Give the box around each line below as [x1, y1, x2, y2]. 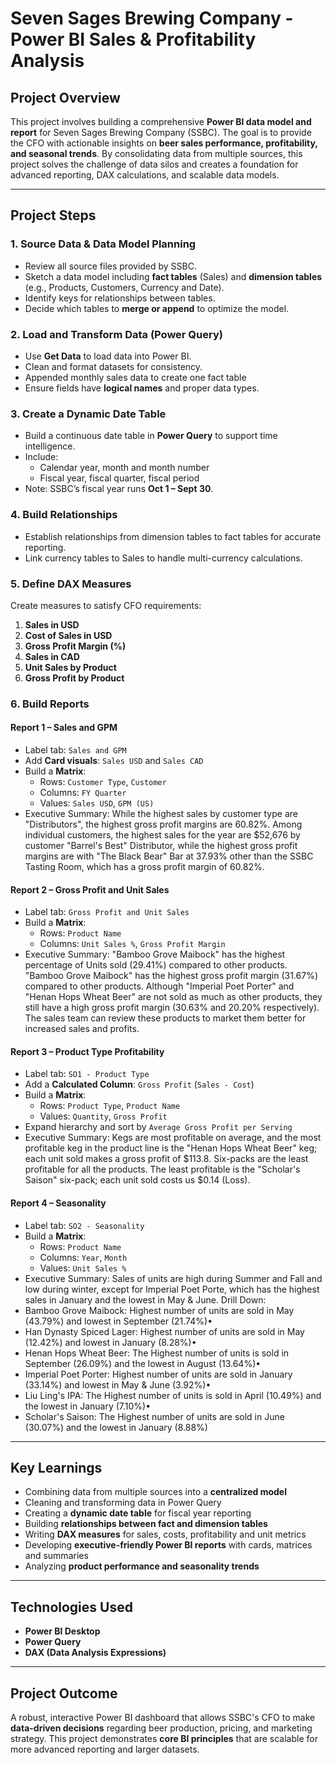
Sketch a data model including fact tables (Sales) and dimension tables [24, 270, 323, 282]
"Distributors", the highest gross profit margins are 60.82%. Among [24, 818, 303, 830]
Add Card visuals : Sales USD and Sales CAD [24, 755, 204, 766]
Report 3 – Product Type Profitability [10, 1045, 165, 1057]
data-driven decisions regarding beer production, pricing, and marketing [10, 1722, 313, 1734]
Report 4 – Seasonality [10, 1197, 107, 1209]
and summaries [24, 1550, 89, 1562]
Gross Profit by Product [24, 672, 125, 684]
